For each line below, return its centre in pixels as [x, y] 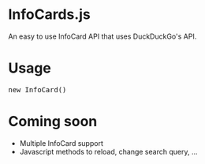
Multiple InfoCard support [61, 143]
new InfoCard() [37, 89]
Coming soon [53, 122]
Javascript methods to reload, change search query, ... [108, 151]
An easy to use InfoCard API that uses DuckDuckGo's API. [102, 36]
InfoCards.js [49, 15]
